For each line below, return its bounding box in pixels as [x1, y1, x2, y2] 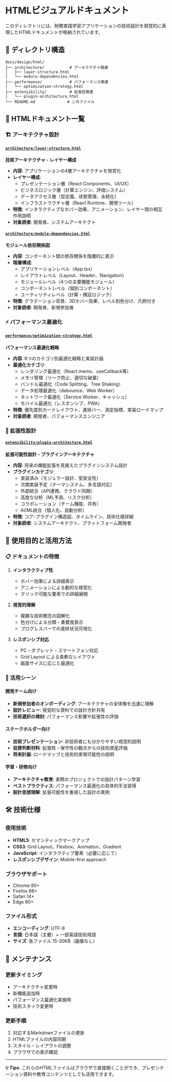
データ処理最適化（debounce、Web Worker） [20, 387, 118, 393]
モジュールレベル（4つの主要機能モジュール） [20, 279, 117, 285]
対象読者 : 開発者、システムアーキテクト [12, 219, 96, 225]
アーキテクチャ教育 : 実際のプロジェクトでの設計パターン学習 [12, 776, 141, 782]
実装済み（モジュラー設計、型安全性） [20, 475, 101, 481]
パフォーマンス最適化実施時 [12, 996, 72, 1002]
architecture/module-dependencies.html [5, 231, 91, 236]
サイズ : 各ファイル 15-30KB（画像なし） [12, 938, 98, 944]
